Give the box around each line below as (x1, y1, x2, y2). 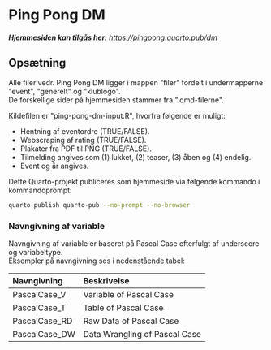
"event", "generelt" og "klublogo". (8, 86, 121, 96)
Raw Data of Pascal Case (83, 315, 179, 326)
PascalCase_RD (12, 315, 73, 326)
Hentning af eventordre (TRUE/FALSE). (19, 126, 150, 136)
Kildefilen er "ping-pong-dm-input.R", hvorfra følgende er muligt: (8, 110, 226, 120)
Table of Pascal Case (83, 302, 164, 313)
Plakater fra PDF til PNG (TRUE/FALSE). (19, 144, 153, 153)
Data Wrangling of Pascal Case (83, 328, 201, 339)
